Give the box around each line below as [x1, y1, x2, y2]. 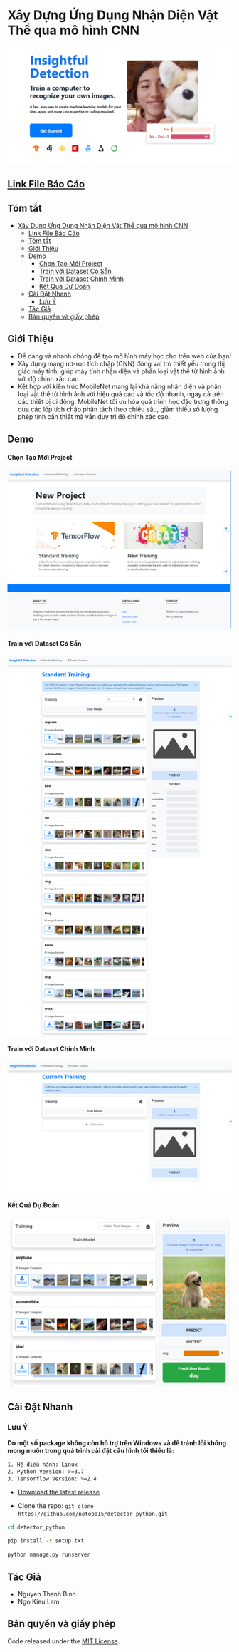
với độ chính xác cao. [17, 374, 80, 383]
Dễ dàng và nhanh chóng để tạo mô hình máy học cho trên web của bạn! [17, 351, 232, 360]
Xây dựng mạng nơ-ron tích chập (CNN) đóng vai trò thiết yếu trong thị [17, 359, 225, 368]
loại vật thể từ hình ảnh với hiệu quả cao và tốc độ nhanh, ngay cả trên [17, 389, 224, 398]
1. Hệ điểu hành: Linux [7, 1461, 78, 1468]
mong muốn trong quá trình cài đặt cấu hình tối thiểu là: [7, 1446, 174, 1455]
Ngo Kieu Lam [17, 1597, 60, 1606]
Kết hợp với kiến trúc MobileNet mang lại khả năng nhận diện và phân [17, 382, 222, 391]
